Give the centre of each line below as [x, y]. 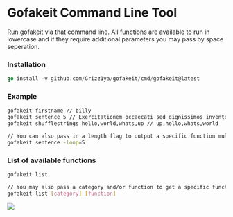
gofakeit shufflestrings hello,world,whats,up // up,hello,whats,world [113, 124]
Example [22, 97]
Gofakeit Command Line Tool [92, 13]
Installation [27, 64]
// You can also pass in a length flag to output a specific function [111, 136]
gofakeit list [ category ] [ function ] [62, 194]
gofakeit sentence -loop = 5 [46, 142]
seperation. [24, 46]
